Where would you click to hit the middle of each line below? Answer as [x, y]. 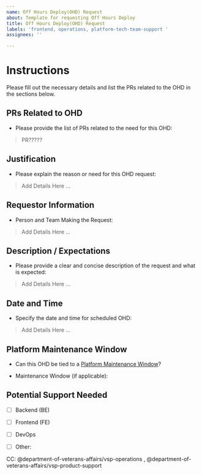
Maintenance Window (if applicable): [62, 376]
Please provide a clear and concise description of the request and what [105, 266]
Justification [31, 159]
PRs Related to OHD [44, 113]
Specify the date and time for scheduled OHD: [73, 318]
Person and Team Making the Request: [64, 220]
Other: [23, 446]
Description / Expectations [58, 251]
